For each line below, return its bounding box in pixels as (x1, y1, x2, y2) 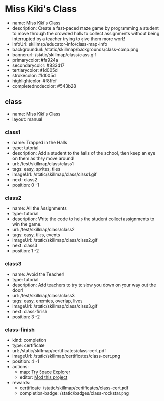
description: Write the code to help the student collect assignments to (12, 216, 155, 222)
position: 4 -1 (12, 358, 40, 364)
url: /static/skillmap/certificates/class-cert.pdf (12, 347, 106, 353)
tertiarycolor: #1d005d (12, 67, 58, 73)
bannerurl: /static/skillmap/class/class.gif (12, 51, 96, 58)
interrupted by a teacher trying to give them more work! (12, 36, 126, 42)
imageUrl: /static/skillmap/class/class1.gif (12, 171, 97, 177)
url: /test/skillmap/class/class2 (12, 227, 75, 233)
